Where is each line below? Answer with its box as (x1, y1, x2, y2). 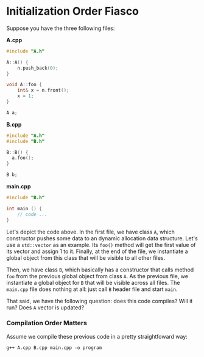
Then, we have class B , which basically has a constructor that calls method (6, 266, 194, 273)
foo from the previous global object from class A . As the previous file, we (6, 272, 189, 279)
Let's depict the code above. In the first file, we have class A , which (6, 228, 175, 235)
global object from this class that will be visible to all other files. (6, 254, 166, 261)
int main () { (6, 205, 43, 212)
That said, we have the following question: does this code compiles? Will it (6, 297, 193, 304)
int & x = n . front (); (17, 87, 69, 94)
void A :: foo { (6, 81, 43, 88)
